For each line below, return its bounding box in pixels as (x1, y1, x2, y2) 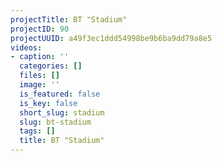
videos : (10, 42, 43, 53)
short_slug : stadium (19, 107, 105, 118)
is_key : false (19, 98, 78, 108)
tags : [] (19, 126, 56, 136)
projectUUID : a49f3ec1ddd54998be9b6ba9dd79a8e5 (10, 33, 213, 43)
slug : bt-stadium (19, 117, 92, 127)
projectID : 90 (10, 24, 70, 34)
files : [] (19, 71, 60, 81)
